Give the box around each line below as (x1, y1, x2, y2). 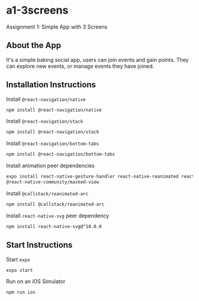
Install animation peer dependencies (6, 162, 95, 169)
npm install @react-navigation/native (6, 107, 102, 113)
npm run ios (6, 289, 36, 296)
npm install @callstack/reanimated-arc (6, 201, 105, 207)
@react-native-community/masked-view (6, 179, 99, 185)
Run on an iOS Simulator (6, 278, 66, 285)
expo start (6, 267, 33, 273)
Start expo (6, 256, 31, 263)
